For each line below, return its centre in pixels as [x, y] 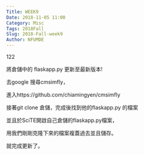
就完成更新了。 [25, 146]
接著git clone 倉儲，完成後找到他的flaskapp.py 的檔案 [72, 108]
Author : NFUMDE [25, 40]
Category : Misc [25, 23]
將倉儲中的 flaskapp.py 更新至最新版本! [55, 69]
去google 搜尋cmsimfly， [37, 82]
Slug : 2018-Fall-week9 [34, 34]
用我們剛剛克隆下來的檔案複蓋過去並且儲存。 [61, 133]
